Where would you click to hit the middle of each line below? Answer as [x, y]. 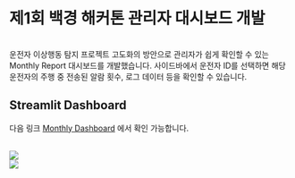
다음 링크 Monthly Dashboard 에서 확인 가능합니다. [99, 128]
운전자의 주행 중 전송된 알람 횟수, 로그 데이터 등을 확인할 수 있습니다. [128, 76]
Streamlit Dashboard [68, 105]
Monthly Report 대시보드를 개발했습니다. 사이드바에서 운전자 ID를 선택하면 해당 [147, 65]
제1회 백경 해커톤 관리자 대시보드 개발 [137, 18]
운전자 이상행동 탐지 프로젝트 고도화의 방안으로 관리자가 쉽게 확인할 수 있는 [139, 54]
